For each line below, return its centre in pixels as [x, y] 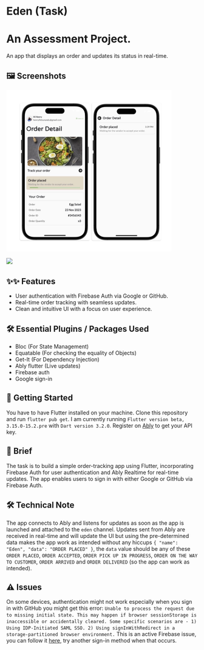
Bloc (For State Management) [52, 347]
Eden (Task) [37, 11]
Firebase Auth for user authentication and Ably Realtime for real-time [93, 472]
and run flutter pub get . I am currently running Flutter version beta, [96, 419]
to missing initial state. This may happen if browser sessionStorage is [102, 615]
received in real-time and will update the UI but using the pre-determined [98, 536]
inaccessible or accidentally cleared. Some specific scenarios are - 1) [102, 622]
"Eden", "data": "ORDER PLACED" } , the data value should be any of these [98, 548]
